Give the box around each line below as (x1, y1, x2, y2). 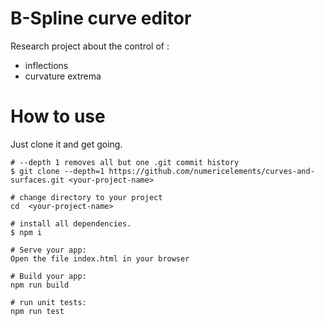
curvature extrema (24, 70, 102, 82)
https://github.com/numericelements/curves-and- (108, 166, 315, 176)
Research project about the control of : (10, 40, 170, 52)
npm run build (10, 280, 70, 290)
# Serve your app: (10, 245, 87, 255)
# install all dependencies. (10, 218, 132, 229)
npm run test (10, 306, 65, 316)
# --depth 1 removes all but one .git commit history (10, 157, 240, 167)
